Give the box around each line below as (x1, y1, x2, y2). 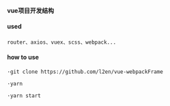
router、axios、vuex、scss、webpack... (7, 38, 117, 46)
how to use (7, 53, 40, 62)
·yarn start (7, 92, 41, 99)
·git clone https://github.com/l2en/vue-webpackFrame (7, 68, 164, 75)
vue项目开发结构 (7, 6, 55, 14)
